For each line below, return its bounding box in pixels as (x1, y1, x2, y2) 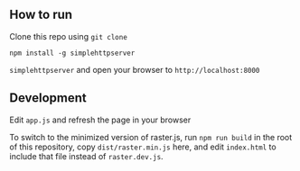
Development (9, 90, 88, 106)
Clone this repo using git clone (9, 31, 128, 41)
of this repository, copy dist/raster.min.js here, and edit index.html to (9, 141, 277, 152)
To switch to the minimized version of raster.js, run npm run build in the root (9, 131, 293, 142)
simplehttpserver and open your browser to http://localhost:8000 (9, 64, 260, 75)
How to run (9, 7, 73, 22)
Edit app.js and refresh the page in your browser (9, 114, 192, 125)
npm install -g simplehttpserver (9, 49, 136, 58)
